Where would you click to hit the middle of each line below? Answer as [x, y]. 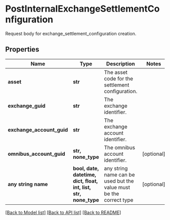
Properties [22, 49]
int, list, [82, 187]
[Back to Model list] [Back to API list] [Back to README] [63, 212]
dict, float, [85, 181]
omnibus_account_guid [37, 154]
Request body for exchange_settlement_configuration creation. [71, 33]
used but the [119, 181]
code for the [118, 78]
